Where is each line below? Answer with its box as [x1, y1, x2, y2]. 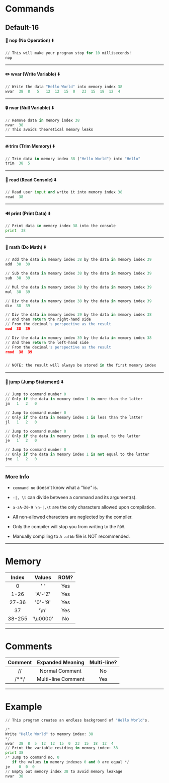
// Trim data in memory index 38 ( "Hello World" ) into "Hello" [5, 156, 141, 161]
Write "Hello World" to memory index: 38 [5, 731, 94, 737]
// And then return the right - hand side [5, 317, 92, 322]
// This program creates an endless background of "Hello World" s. [5, 718, 150, 723]
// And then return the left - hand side [5, 340, 89, 345]
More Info [5, 473, 30, 480]
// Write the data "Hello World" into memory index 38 [5, 84, 123, 89]
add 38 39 [5, 262, 30, 267]
